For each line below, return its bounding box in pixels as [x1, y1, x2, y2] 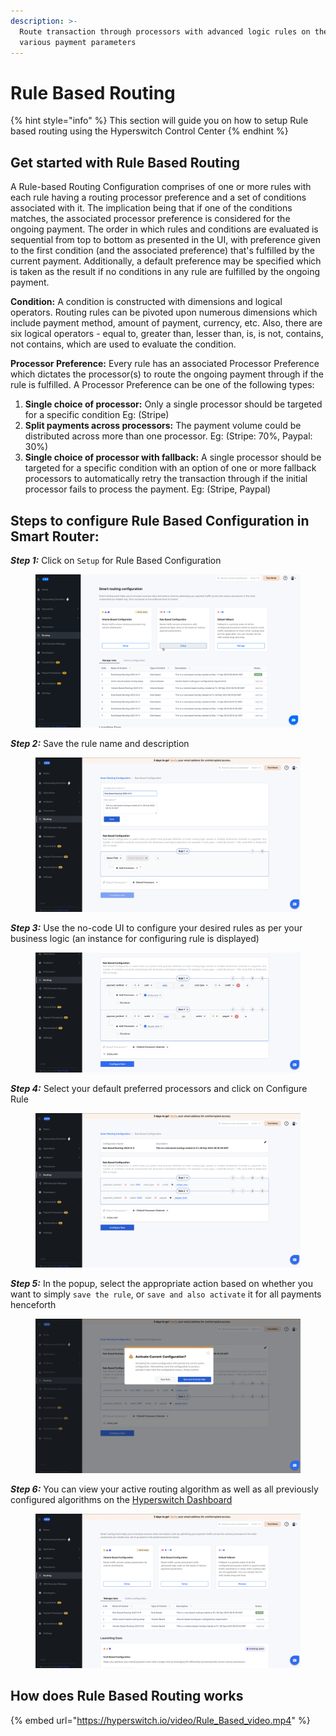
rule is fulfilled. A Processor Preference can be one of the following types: [10, 379, 315, 391]
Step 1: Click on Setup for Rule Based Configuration [10, 554, 222, 566]
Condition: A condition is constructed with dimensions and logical [10, 296, 283, 308]
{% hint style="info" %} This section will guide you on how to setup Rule [10, 115, 309, 127]
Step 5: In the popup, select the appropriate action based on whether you [10, 1278, 314, 1290]
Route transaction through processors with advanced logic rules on [19, 26, 311, 37]
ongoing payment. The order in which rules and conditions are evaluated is [10, 223, 319, 235]
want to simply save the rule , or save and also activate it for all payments [10, 1288, 322, 1300]
